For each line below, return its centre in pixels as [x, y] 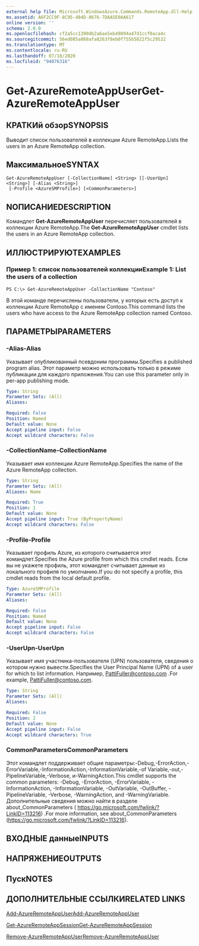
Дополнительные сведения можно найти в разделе [72, 801]
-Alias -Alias [24, 348]
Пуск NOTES [29, 879]
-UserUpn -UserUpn [35, 648]
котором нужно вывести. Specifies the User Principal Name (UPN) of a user [100, 667]
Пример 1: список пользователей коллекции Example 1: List [96, 269]
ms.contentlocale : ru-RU [37, 51]
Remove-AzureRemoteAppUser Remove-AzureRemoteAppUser [83, 936]
